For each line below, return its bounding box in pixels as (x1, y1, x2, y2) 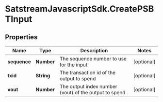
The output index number (59, 83, 117, 90)
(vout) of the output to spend (59, 89, 126, 96)
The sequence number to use (59, 56, 127, 62)
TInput (5, 14, 33, 25)
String (35, 73, 50, 79)
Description (80, 47, 108, 54)
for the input (59, 61, 88, 68)
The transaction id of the (59, 69, 115, 76)
